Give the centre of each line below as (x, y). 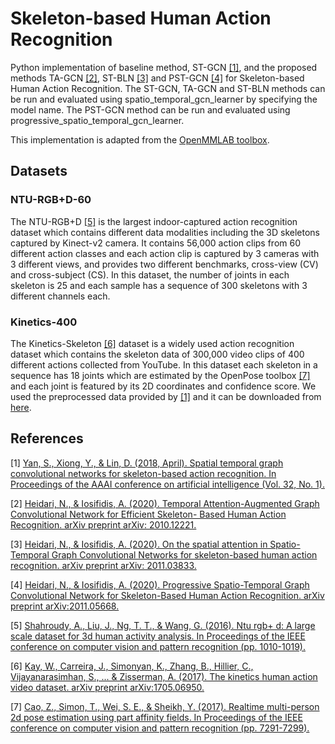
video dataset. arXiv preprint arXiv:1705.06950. (107, 687)
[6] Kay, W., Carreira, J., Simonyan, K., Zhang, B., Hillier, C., (132, 666)
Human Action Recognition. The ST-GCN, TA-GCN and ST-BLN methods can (168, 88)
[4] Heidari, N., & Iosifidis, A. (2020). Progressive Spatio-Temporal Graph (160, 584)
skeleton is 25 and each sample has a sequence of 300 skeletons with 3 (159, 285)
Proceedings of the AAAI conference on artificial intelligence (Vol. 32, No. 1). (167, 484)
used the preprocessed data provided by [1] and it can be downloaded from (166, 396)
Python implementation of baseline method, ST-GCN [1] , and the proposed (164, 67)
